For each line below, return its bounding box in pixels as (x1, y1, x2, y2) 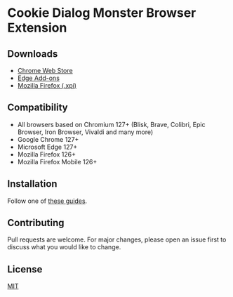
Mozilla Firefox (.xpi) (17, 81, 77, 89)
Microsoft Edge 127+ (17, 143, 78, 151)
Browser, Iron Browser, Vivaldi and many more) (17, 128, 154, 136)
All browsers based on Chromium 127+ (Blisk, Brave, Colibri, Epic (17, 120, 206, 128)
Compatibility (7, 102, 68, 114)
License (7, 263, 43, 275)
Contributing (7, 217, 65, 229)
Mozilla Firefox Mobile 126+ (17, 157, 98, 166)
